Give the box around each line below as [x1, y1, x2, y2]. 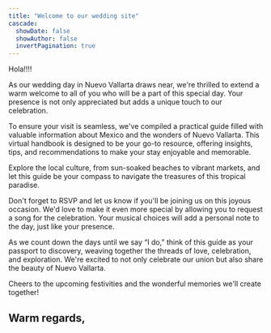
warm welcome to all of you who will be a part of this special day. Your [8, 88, 243, 98]
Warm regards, [8, 311, 86, 325]
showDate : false [15, 27, 70, 35]
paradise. [8, 180, 40, 190]
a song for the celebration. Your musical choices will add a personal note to [8, 213, 260, 223]
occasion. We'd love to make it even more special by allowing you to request [8, 204, 263, 215]
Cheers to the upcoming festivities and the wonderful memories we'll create [8, 279, 261, 288]
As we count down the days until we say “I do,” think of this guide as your [8, 237, 253, 247]
